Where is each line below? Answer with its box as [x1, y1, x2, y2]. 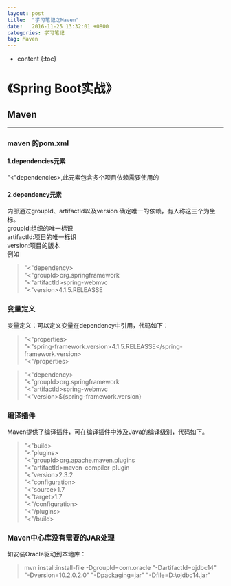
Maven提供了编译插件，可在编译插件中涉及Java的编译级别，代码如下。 [7, 428, 208, 436]
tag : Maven [7, 36, 38, 43]
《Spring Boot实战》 [7, 81, 118, 96]
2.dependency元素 [7, 190, 62, 198]
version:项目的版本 [7, 242, 60, 250]
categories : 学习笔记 [7, 29, 65, 36]
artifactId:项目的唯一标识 [7, 233, 77, 241]
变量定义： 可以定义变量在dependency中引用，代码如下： [7, 321, 170, 329]
